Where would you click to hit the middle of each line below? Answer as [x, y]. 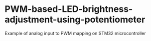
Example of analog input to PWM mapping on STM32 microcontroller [75, 33]
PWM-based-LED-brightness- [69, 9]
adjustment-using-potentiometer [75, 20]
